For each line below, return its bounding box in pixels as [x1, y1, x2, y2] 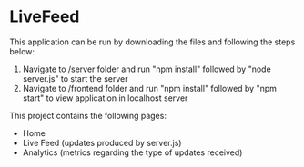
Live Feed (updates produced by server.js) [22, 137, 182, 148]
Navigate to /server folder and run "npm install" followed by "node [22, 64, 271, 74]
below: [9, 45, 35, 56]
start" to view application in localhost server [22, 93, 188, 103]
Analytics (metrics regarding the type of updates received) [22, 147, 243, 158]
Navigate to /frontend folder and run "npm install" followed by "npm [22, 83, 278, 93]
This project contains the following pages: [9, 110, 167, 121]
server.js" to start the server [22, 73, 128, 83]
